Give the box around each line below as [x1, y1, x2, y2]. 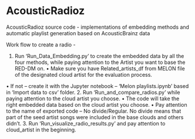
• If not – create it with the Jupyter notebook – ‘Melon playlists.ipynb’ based [6, 82, 189, 89]
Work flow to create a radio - [6, 41, 76, 48]
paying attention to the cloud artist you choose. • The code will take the [6, 95, 180, 102]
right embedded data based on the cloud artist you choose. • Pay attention [6, 101, 187, 108]
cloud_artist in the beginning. [6, 126, 76, 133]
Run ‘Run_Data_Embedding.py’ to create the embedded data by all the [14, 52, 184, 59]
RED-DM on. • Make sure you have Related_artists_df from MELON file [14, 65, 185, 72]
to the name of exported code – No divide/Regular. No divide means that [6, 107, 181, 114]
